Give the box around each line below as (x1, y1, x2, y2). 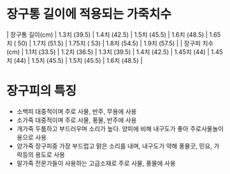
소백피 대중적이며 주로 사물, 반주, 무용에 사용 (16, 107, 137, 115)
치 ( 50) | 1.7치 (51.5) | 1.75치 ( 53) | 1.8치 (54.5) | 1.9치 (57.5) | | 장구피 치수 (6, 39, 214, 47)
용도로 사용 (35, 150, 65, 159)
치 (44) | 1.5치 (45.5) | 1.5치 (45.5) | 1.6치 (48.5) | (6, 56, 143, 64)
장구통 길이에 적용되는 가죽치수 (6, 6, 172, 22)
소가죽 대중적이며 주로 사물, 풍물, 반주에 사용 (16, 115, 137, 124)
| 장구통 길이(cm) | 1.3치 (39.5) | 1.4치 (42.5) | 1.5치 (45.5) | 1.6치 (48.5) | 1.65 (6, 30, 221, 39)
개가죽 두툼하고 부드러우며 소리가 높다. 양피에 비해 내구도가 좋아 (16, 124, 188, 133)
